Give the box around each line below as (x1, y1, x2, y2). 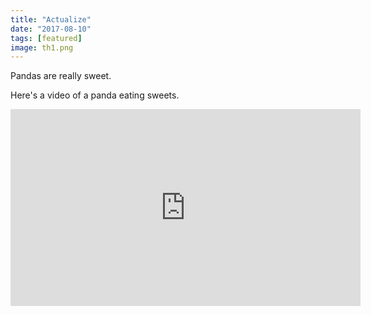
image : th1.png (10, 42, 74, 53)
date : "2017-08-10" (10, 24, 92, 34)
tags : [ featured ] (10, 33, 83, 43)
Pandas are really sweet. (10, 70, 112, 82)
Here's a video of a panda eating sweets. (10, 89, 180, 101)
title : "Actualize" (10, 14, 92, 25)
